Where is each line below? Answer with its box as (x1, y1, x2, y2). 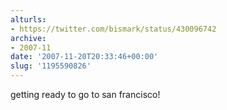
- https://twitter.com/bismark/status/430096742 (10, 24, 217, 34)
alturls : (10, 14, 47, 25)
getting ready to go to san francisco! (10, 89, 161, 100)
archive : (10, 33, 47, 43)
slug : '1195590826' (10, 61, 92, 71)
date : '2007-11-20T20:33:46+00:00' (10, 52, 159, 62)
